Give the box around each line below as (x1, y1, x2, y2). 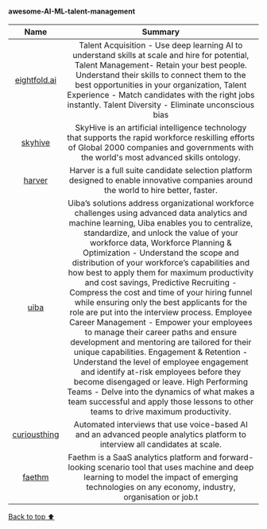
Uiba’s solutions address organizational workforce (67, 198, 254, 209)
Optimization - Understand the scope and (83, 247, 239, 258)
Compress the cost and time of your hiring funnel (69, 287, 253, 298)
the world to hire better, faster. (104, 185, 218, 196)
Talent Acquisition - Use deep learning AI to (79, 40, 243, 51)
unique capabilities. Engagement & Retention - (74, 346, 248, 357)
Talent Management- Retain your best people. (74, 60, 248, 71)
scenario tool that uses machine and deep (97, 461, 254, 473)
